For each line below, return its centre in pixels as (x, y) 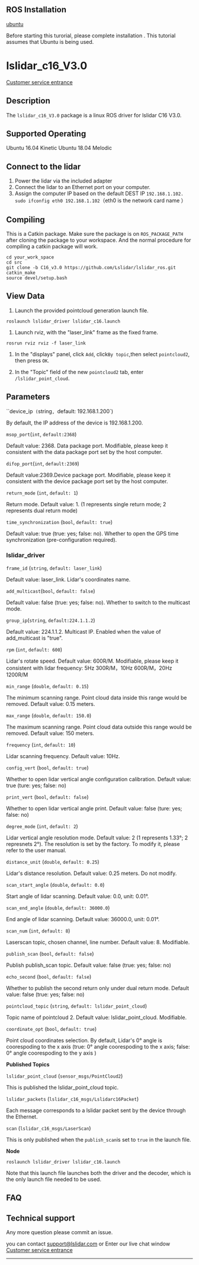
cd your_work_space (30, 257)
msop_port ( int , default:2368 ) (41, 434)
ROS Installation (36, 10)
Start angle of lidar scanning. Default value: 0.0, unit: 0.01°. (78, 896)
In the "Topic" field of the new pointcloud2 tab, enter (79, 372)
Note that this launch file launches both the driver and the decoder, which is (99, 1173)
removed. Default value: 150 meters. (50, 733)
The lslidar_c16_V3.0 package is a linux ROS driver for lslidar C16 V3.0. (94, 115)
